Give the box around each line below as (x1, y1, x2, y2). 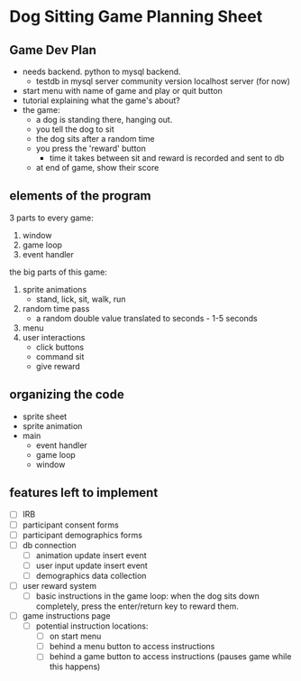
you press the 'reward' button (35, 143, 146, 154)
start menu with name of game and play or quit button (22, 86, 223, 96)
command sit (35, 350, 85, 362)
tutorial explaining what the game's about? (22, 95, 180, 106)
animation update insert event (35, 549, 147, 561)
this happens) (49, 661, 101, 672)
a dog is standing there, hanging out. (35, 115, 173, 125)
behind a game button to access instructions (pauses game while (49, 651, 292, 662)
